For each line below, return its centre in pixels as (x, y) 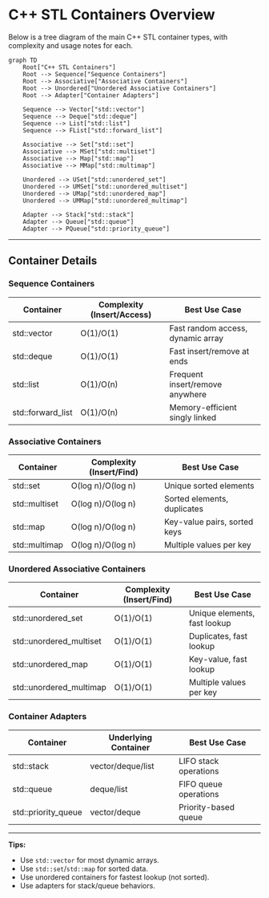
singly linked (193, 417)
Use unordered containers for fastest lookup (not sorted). (114, 877)
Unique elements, (222, 613)
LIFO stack (199, 761)
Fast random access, (209, 328)
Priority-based (207, 807)
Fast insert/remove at (209, 351)
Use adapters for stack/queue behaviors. (88, 885)
